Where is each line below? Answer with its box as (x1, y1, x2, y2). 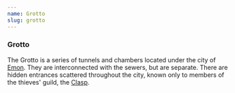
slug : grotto (7, 17, 46, 24)
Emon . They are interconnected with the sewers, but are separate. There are (7, 63, 228, 71)
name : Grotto (7, 10, 46, 17)
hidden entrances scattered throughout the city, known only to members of (7, 71, 224, 79)
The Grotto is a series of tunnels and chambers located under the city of (7, 55, 216, 64)
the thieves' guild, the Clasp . (7, 78, 90, 86)
